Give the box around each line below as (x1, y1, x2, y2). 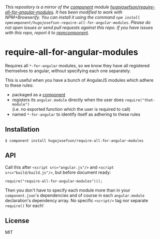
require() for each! (5, 203, 44, 209)
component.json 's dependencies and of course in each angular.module (5, 192, 145, 198)
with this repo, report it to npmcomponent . (5, 30, 89, 35)
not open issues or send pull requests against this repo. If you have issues (5, 25, 153, 30)
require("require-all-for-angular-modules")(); (5, 179, 103, 183)
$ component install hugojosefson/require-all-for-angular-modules (5, 138, 144, 143)
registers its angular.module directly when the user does (12, 97, 124, 103)
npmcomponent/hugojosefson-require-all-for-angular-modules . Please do (5, 19, 151, 25)
